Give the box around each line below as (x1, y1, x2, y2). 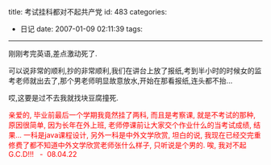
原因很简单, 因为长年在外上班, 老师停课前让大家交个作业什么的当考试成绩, (8, 120, 252, 130)
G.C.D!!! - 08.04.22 (8, 150, 77, 159)
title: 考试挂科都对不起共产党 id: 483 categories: (8, 7, 168, 16)
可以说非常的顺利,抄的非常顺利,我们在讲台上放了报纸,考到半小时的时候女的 (8, 66, 256, 75)
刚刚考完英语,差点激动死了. (8, 49, 98, 58)
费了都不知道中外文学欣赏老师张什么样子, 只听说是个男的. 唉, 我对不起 (15, 140, 247, 150)
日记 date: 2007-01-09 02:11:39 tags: (19, 24, 144, 34)
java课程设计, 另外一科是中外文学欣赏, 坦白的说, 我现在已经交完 (44, 130, 254, 139)
